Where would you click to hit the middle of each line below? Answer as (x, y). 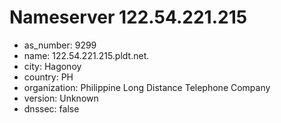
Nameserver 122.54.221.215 (128, 17)
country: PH (48, 77)
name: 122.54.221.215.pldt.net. (86, 55)
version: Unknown (61, 98)
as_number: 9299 (60, 45)
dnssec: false (51, 108)
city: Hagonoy (52, 66)
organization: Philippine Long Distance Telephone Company (147, 87)
